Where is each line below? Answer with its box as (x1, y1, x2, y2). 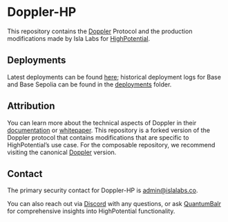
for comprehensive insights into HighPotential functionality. (7, 207, 175, 215)
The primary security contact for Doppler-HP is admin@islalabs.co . (7, 186, 198, 194)
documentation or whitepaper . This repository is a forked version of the (7, 126, 211, 134)
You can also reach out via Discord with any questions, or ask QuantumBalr (7, 200, 221, 208)
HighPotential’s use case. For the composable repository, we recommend (7, 140, 216, 149)
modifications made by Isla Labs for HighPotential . (7, 34, 151, 42)
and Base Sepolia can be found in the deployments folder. (7, 80, 172, 89)
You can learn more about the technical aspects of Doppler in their (7, 118, 197, 127)
